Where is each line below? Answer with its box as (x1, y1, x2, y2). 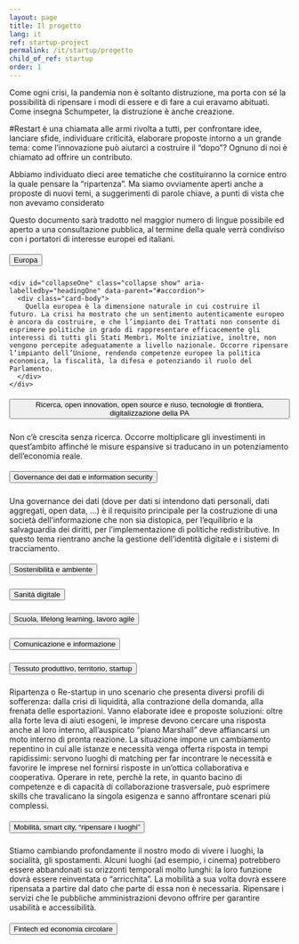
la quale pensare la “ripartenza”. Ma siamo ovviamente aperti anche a (9, 178, 264, 189)
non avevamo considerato (9, 197, 105, 208)
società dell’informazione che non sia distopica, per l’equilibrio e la (9, 514, 254, 525)
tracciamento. (9, 542, 61, 553)
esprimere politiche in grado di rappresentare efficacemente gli (9, 325, 261, 334)
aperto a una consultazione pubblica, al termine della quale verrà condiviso (9, 224, 285, 234)
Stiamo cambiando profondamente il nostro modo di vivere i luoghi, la (9, 845, 264, 856)
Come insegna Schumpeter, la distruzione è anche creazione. (9, 106, 235, 117)
